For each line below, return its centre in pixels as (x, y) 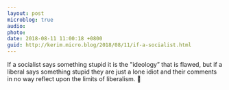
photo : (16, 32)
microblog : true (30, 20)
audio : (16, 26)
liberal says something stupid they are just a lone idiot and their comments (112, 72)
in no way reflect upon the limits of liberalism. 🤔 (74, 79)
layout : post (26, 13)
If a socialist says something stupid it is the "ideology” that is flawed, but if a (115, 64)
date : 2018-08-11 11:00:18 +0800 (55, 39)
